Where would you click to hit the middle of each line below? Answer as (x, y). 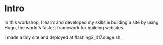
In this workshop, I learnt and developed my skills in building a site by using (81, 22)
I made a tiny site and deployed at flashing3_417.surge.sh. (63, 37)
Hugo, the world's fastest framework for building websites (64, 27)
